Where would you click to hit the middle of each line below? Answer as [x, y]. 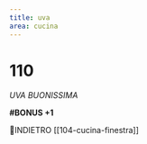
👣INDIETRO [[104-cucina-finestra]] [74, 130]
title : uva [30, 18]
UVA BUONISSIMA [44, 95]
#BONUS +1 [32, 112]
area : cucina [34, 26]
